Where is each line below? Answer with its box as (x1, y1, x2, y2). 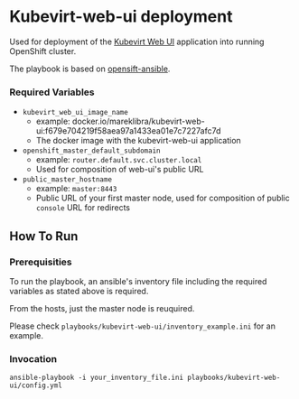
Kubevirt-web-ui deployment (9, 6, 233, 27)
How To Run (9, 228, 79, 244)
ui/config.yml (9, 381, 63, 390)
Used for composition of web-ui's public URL (35, 164, 204, 175)
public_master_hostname (22, 175, 113, 184)
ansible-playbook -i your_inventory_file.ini (9, 373, 183, 383)
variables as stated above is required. (9, 285, 149, 296)
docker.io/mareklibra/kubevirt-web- (71, 116, 205, 127)
